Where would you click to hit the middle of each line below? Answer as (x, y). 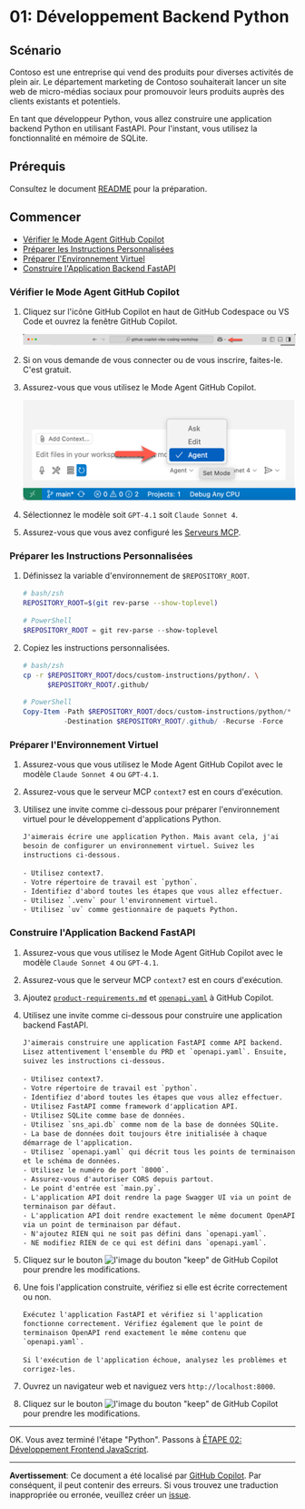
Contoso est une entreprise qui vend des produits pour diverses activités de (152, 72)
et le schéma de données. (71, 1161)
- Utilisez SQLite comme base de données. (104, 1115)
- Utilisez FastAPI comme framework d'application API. (130, 1106)
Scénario (35, 51)
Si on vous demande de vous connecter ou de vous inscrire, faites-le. (152, 360)
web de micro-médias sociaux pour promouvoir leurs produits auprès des (147, 91)
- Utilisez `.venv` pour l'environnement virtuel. (120, 901)
